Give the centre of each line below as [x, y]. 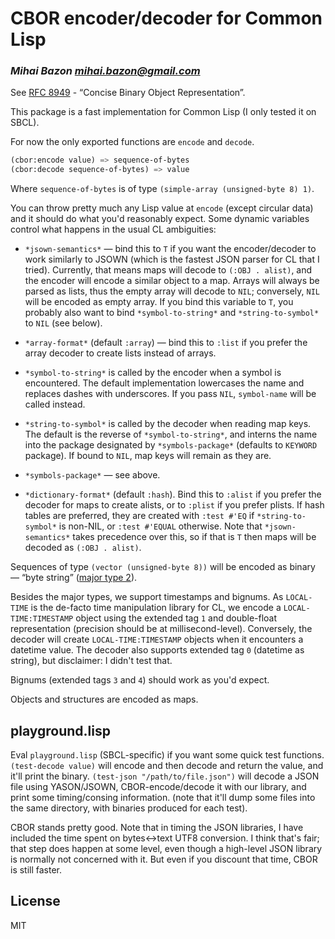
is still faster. [36, 870]
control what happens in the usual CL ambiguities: [113, 229]
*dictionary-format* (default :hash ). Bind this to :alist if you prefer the [173, 494]
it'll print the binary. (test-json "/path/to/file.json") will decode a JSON [165, 776]
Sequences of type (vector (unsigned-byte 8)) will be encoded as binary [163, 567]
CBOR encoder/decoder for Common [166, 18]
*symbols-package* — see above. [92, 475]
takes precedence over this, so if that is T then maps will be [194, 537]
